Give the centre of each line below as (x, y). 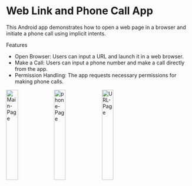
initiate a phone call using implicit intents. (56, 33)
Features (17, 45)
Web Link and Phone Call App (80, 11)
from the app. (31, 68)
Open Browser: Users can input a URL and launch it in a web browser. (99, 56)
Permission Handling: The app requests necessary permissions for (95, 75)
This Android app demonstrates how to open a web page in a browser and (96, 27)
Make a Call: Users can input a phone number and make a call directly (100, 63)
